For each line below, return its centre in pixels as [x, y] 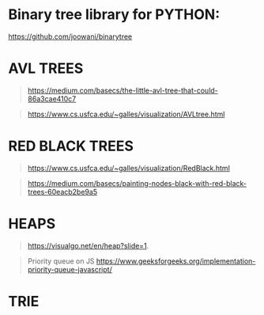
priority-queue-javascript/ [70, 269]
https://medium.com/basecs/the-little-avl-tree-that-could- [123, 90]
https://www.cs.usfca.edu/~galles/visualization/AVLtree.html [126, 114]
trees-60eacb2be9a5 [62, 192]
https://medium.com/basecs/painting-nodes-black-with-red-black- [137, 183]
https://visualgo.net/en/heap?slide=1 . [88, 245]
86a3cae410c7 [52, 99]
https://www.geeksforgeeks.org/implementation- [176, 261]
